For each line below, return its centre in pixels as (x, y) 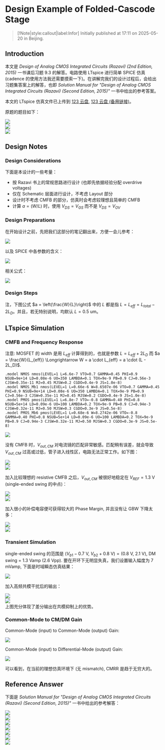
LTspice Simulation (35, 328)
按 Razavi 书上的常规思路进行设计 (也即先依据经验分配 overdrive (77, 183)
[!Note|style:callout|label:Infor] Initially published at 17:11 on (77, 33)
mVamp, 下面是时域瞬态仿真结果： (40, 566)
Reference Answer (34, 684)
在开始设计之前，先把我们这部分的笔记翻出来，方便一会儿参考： (70, 231)
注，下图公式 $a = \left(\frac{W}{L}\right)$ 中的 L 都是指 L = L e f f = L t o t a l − (80, 305)
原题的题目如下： (22, 112)
